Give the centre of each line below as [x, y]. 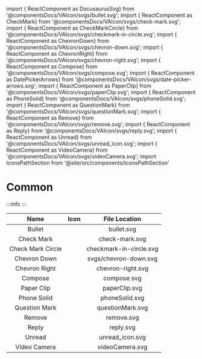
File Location [122, 219]
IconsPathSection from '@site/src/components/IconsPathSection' [88, 163]
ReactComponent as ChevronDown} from [58, 41]
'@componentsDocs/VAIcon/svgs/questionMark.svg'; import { [84, 112]
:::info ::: [16, 204]
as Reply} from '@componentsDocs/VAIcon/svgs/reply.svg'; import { [92, 131]
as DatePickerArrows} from [40, 79]
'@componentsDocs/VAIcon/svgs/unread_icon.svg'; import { [82, 144]
